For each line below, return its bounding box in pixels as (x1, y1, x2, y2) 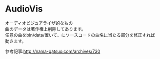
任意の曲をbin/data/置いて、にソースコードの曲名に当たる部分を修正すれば (5, 32, 155, 38)
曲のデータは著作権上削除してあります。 (5, 26, 86, 32)
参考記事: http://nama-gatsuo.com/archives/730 (5, 48, 100, 54)
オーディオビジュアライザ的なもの (5, 20, 73, 26)
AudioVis (5, 3, 43, 15)
